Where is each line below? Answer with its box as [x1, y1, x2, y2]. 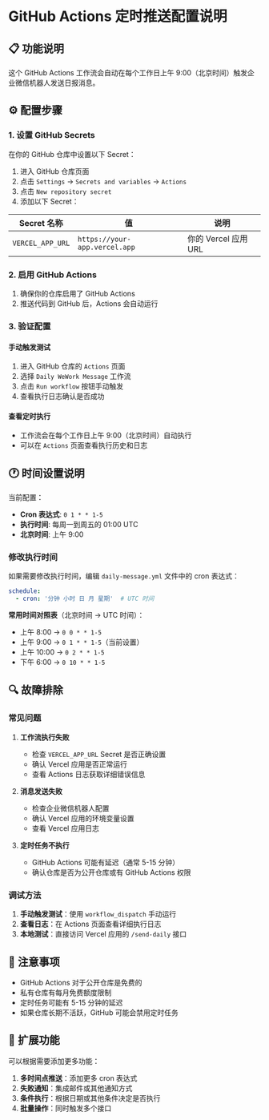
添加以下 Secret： [19, 196, 79, 206]
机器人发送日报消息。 [29, 78, 100, 87]
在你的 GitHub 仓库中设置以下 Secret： [8, 149, 136, 159]
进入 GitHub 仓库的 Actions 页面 [19, 361, 126, 371]
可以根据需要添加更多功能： [8, 1056, 100, 1066]
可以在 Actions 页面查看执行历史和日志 [19, 441, 148, 450]
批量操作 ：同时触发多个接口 [19, 1103, 112, 1113]
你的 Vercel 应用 [187, 233, 248, 244]
